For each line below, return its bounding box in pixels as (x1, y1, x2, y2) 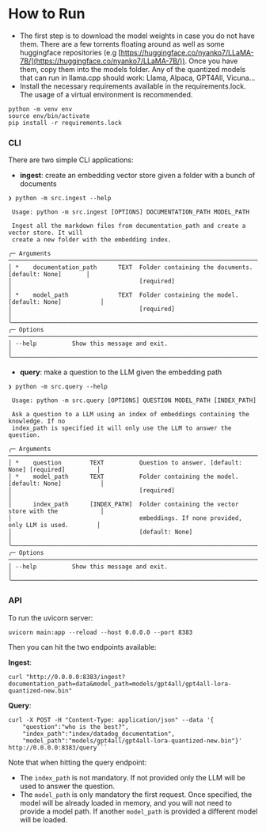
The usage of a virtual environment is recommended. (19, 89, 193, 99)
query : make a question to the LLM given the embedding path (19, 367, 222, 377)
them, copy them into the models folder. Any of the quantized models (19, 64, 246, 74)
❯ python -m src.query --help (8, 383, 108, 391)
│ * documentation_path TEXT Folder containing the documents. (8, 264, 253, 271)
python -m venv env (8, 104, 73, 113)
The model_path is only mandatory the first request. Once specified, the (19, 789, 253, 799)
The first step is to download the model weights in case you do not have (19, 31, 255, 40)
